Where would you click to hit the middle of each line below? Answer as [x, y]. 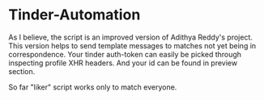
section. [22, 71]
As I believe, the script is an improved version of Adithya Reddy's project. [131, 37]
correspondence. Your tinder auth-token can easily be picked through [125, 54]
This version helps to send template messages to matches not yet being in [132, 45]
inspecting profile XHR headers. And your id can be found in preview [123, 63]
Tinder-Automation [75, 15]
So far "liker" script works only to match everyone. [93, 87]
